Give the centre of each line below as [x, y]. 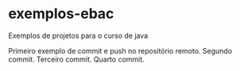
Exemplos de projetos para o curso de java [78, 35]
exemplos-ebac [61, 14]
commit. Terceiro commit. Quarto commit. [76, 59]
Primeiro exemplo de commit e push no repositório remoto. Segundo [120, 50]
